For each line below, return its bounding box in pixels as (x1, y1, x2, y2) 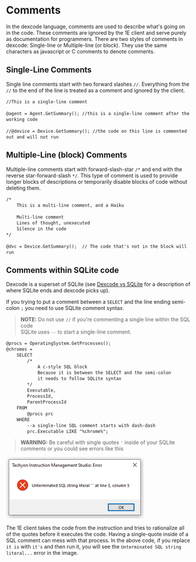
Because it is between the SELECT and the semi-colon (37, 370, 171, 376)
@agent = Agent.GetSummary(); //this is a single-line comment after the (6, 110, 190, 116)
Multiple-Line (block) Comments (6, 150, 128, 160)
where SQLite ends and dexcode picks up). (6, 287, 110, 294)
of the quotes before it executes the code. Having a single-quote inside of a (6, 531, 189, 538)
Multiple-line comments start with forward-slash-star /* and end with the (6, 166, 183, 173)
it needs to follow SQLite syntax (37, 376, 122, 382)
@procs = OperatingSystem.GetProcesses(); (6, 341, 111, 346)
